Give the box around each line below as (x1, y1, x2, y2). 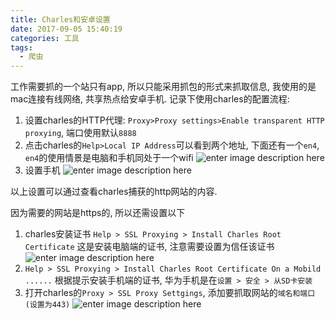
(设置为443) (24, 300, 71, 310)
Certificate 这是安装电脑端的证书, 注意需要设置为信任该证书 (24, 241, 275, 253)
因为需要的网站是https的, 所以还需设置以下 (10, 207, 186, 219)
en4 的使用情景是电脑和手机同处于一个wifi (24, 152, 194, 164)
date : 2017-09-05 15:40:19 (10, 24, 123, 34)
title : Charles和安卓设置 (10, 14, 111, 25)
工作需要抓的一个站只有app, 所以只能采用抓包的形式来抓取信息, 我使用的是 (10, 81, 317, 93)
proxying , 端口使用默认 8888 (24, 127, 137, 139)
